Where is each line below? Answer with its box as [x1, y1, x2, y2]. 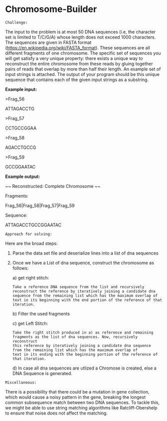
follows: [12, 265, 29, 271]
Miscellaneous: [5, 380, 37, 385]
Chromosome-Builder [5, 3, 97, 15]
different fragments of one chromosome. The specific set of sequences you [5, 50, 161, 56]
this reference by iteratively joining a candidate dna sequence [12, 343, 151, 348]
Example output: [5, 173, 40, 179]
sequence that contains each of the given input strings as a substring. [5, 76, 149, 82]
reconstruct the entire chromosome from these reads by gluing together [5, 60, 153, 66]
